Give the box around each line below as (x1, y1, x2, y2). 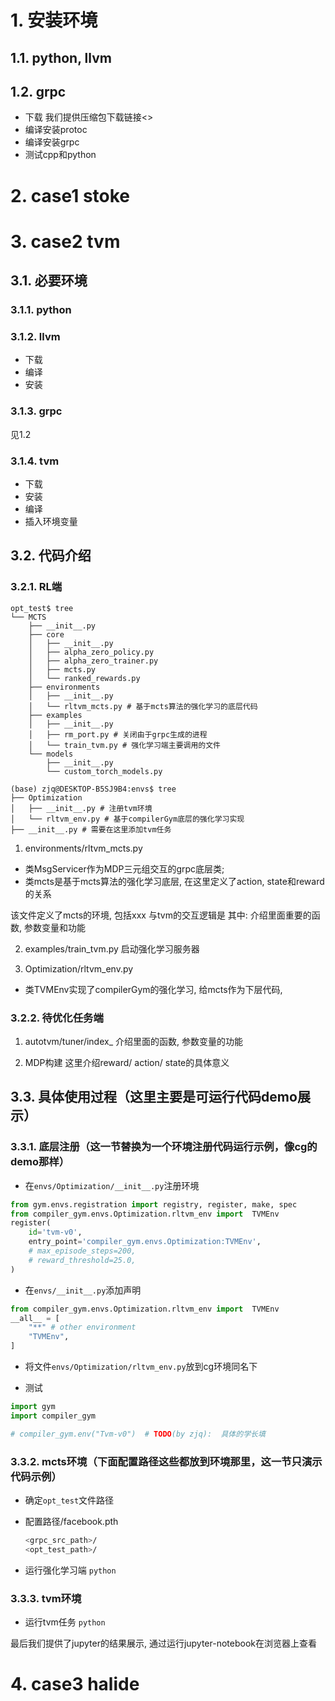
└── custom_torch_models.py (46, 766, 163, 776)
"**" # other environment (28, 1322, 137, 1333)
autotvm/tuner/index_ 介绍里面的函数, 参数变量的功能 (24, 1035, 243, 1047)
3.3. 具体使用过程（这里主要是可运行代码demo (10, 1089, 298, 1106)
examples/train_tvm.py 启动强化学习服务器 (24, 942, 200, 955)
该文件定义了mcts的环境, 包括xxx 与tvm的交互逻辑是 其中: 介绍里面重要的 (10, 909, 312, 921)
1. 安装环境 (10, 9, 98, 32)
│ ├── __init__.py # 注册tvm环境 (10, 803, 153, 813)
